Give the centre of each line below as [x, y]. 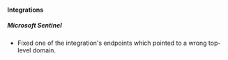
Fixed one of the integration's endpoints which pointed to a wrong [112, 43]
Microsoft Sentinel [35, 26]
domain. [44, 50]
